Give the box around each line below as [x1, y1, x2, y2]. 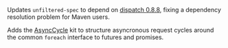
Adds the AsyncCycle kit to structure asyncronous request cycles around [7, 26, 214, 34]
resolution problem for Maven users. [7, 13, 110, 21]
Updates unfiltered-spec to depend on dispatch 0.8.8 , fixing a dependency [7, 6, 222, 14]
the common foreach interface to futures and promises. [7, 33, 164, 41]
